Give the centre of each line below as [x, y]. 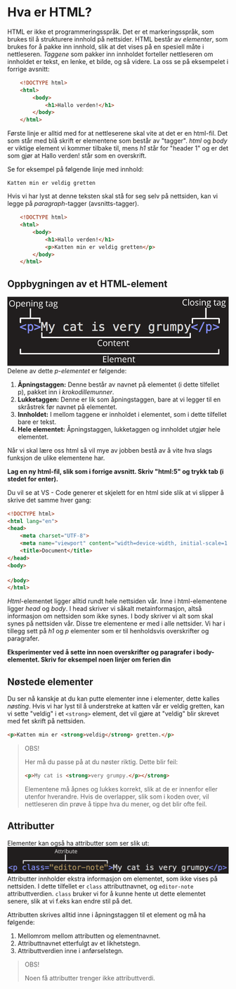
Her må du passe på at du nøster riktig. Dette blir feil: [101, 762]
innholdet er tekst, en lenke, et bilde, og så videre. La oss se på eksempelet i [118, 61]
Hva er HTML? [50, 12]
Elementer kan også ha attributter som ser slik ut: [78, 843]
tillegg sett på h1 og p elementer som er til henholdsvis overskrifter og [108, 631]
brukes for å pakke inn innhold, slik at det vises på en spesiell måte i [106, 46]
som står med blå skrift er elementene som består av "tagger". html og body [117, 141]
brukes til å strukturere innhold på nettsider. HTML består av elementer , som [118, 39]
